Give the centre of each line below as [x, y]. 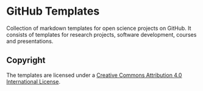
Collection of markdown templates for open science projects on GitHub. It [99, 28]
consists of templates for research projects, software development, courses [101, 34]
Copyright [26, 60]
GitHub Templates [53, 11]
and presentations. [30, 41]
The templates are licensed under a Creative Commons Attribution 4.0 [94, 75]
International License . [34, 81]
